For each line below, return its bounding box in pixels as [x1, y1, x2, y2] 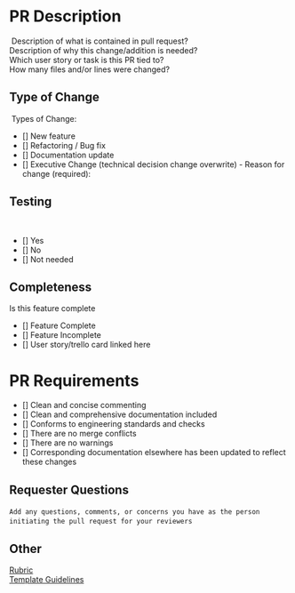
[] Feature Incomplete [21, 330, 102, 341]
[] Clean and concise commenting [21, 400, 147, 411]
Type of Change [9, 90, 100, 105]
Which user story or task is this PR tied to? [9, 54, 164, 65]
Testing [9, 194, 52, 210]
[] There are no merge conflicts [21, 429, 137, 439]
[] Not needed [21, 253, 74, 264]
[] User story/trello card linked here [21, 340, 151, 350]
